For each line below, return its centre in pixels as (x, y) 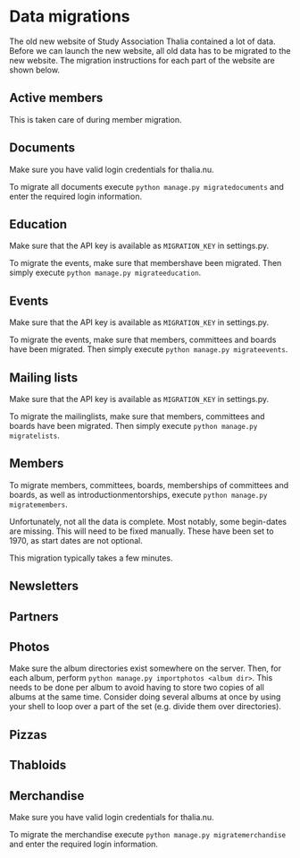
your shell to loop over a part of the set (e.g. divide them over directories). (145, 707)
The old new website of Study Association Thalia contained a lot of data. (142, 41)
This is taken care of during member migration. (96, 119)
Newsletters (44, 586)
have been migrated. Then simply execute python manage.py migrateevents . (149, 349)
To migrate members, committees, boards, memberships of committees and (149, 485)
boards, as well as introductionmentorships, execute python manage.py (138, 494)
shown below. (35, 70)
